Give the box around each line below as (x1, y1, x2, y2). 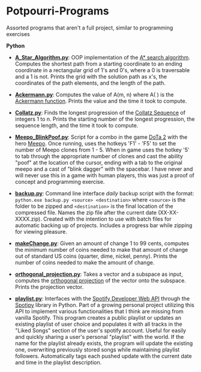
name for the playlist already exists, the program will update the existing (14, 340, 193, 347)
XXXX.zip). (14, 215, 42, 222)
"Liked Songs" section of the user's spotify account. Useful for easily (14, 326, 187, 334)
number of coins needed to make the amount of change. (14, 258, 155, 266)
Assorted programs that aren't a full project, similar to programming (6, 24, 173, 31)
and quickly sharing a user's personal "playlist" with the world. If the (14, 333, 184, 340)
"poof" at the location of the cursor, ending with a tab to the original (14, 159, 183, 166)
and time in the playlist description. (14, 359, 102, 366)
